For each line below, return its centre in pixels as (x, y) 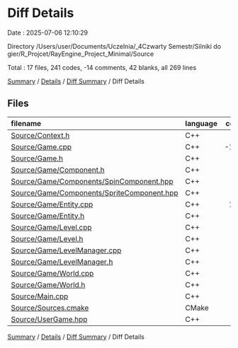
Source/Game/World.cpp (52, 273)
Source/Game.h (37, 158)
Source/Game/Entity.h (48, 216)
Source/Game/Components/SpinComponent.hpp (92, 181)
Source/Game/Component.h (58, 170)
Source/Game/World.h (48, 284)
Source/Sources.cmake (50, 308)
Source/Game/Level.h (47, 238)
